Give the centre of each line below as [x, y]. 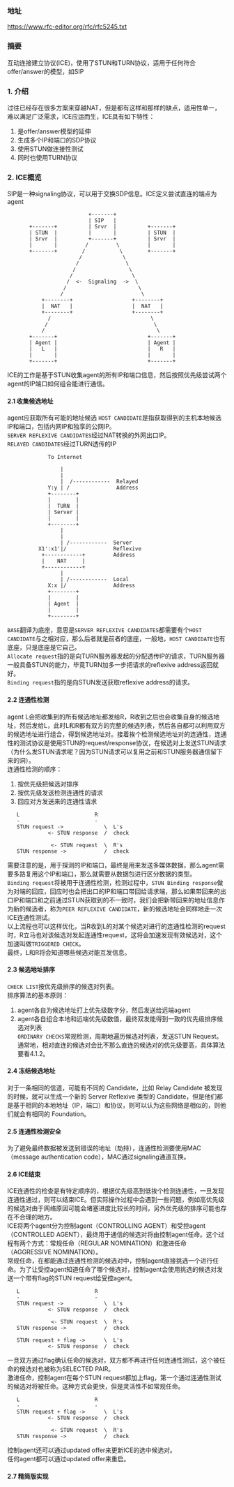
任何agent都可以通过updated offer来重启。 [69, 1459]
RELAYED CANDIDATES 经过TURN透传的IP [62, 444]
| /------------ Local [95, 580]
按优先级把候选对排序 [48, 784]
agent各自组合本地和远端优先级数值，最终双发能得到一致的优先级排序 [117, 1018]
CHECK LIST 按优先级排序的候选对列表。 [63, 986]
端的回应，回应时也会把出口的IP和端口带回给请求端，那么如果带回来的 [120, 891]
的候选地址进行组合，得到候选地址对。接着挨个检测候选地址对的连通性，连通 [117, 734]
